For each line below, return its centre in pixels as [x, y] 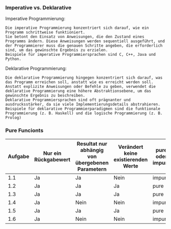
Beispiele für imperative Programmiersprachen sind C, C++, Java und [81, 55]
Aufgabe [19, 156]
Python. [13, 59]
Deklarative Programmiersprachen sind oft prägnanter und [68, 100]
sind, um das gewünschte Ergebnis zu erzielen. [57, 50]
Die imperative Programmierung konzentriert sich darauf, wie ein [77, 28]
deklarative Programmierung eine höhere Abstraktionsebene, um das [78, 91]
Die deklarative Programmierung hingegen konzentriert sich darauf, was [84, 78]
